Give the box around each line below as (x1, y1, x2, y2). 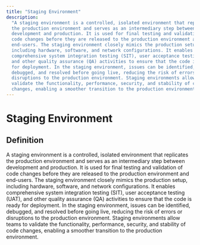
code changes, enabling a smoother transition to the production (6, 227, 162, 234)
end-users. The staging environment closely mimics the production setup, (6, 176, 188, 183)
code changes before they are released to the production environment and (6, 170, 189, 177)
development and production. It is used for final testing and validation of (6, 164, 183, 171)
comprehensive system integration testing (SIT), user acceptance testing (6, 189, 185, 196)
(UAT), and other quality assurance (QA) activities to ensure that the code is (6, 195, 192, 202)
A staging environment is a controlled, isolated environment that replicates (6, 151, 189, 158)
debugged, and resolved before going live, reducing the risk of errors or (6, 208, 183, 215)
